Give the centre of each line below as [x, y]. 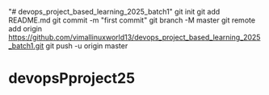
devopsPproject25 [72, 78]
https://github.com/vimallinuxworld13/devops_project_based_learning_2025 [134, 37]
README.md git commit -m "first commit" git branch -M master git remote [132, 20]
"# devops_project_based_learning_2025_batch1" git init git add [114, 12]
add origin [25, 29]
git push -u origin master [87, 46]
